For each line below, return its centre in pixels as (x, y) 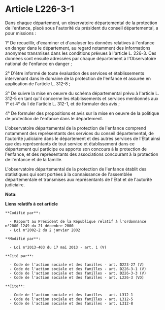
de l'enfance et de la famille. (34, 159)
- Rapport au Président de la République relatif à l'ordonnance (78, 221)
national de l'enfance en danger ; (39, 64)
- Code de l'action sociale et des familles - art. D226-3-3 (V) (78, 273)
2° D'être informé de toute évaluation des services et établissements (75, 73)
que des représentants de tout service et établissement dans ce (70, 143)
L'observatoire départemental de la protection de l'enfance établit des (76, 169)
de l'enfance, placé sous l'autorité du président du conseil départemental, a (82, 28)
